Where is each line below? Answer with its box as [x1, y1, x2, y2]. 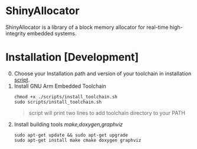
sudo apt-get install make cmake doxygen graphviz [14, 137, 142, 143]
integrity [5, 29, 26, 37]
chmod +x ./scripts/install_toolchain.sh [14, 94, 117, 100]
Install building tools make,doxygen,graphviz [14, 121, 123, 128]
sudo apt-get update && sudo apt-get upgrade [14, 132, 128, 138]
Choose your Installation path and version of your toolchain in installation [14, 69, 192, 77]
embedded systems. [27, 29, 77, 37]
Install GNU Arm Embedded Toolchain [14, 82, 107, 90]
